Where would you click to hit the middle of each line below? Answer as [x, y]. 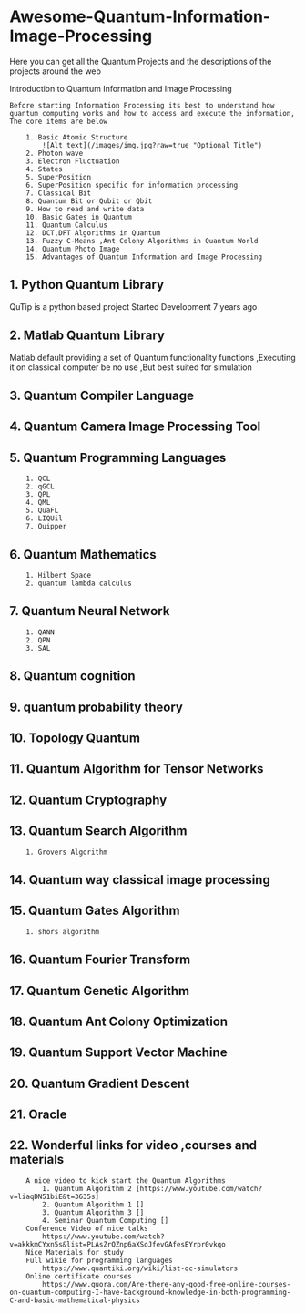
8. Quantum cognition [72, 676]
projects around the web [56, 71]
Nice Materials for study [75, 1252]
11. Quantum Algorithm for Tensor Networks [137, 769]
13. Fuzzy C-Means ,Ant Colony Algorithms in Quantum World [142, 241]
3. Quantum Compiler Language [102, 395]
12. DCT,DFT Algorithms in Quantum [93, 233]
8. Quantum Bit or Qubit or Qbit [89, 201]
